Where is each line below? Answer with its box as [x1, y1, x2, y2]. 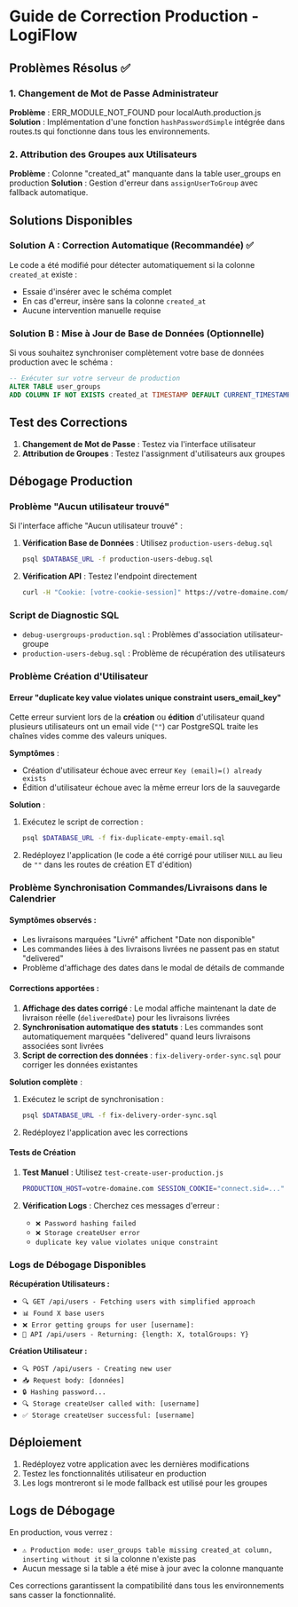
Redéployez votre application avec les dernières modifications [21, 1458, 250, 1469]
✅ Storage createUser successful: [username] [21, 1411, 195, 1420]
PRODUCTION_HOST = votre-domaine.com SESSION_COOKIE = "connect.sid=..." [21, 1184, 286, 1193]
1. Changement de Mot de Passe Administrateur [9, 87, 219, 99]
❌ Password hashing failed [35, 1218, 137, 1228]
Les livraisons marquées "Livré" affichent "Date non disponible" [21, 934, 255, 945]
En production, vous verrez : [9, 1526, 113, 1537]
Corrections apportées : [9, 983, 99, 994]
